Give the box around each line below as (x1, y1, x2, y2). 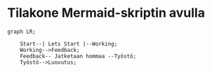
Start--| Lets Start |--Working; (20, 40, 118, 47)
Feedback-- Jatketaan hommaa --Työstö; (20, 53, 137, 60)
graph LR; (7, 28, 37, 35)
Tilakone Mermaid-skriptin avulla (7, 5, 206, 21)
